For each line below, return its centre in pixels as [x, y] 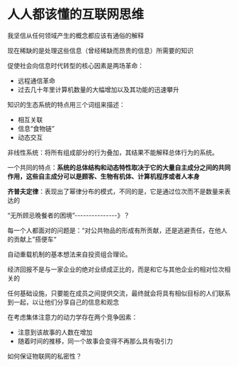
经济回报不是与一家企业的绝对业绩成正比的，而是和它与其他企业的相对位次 [116, 269]
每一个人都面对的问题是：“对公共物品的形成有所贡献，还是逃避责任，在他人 [118, 230]
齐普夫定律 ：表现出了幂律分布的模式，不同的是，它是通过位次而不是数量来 [116, 191]
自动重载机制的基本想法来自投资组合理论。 [69, 254]
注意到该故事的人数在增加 [55, 332]
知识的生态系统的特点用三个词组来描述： [66, 104]
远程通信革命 [36, 80]
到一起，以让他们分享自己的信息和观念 [63, 302]
